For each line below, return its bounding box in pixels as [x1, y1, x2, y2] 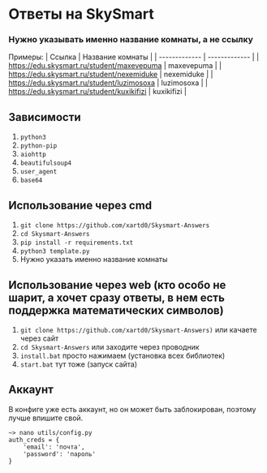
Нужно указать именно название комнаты [19, 255, 168, 264]
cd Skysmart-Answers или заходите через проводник [19, 342, 200, 351]
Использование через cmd [8, 198, 153, 212]
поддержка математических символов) [8, 303, 225, 317]
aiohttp [19, 151, 46, 159]
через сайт [19, 333, 59, 343]
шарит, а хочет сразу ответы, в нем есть [8, 290, 226, 304]
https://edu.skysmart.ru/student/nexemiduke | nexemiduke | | [8, 70, 213, 80]
